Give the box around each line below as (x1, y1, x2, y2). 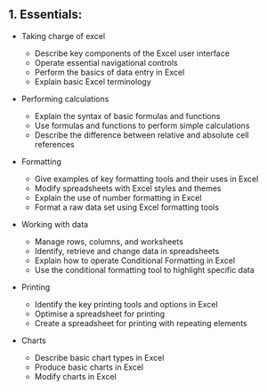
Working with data (20, 219, 89, 229)
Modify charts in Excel (34, 371, 117, 381)
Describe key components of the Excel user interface (34, 48, 231, 59)
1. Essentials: (8, 7, 83, 22)
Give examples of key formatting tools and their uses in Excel (34, 173, 259, 184)
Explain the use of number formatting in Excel (34, 192, 202, 203)
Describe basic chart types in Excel (34, 352, 165, 363)
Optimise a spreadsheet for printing (34, 308, 166, 319)
